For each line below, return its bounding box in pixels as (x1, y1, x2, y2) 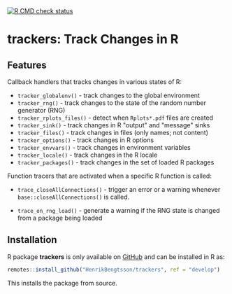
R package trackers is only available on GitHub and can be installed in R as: (7, 252, 225, 261)
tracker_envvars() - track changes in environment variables (17, 143, 191, 151)
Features (7, 59, 47, 71)
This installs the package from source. (7, 279, 117, 287)
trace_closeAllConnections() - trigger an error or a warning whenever (17, 185, 221, 193)
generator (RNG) (17, 106, 66, 114)
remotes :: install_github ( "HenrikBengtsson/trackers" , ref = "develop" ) (7, 266, 220, 273)
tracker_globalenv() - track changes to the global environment (17, 91, 201, 99)
